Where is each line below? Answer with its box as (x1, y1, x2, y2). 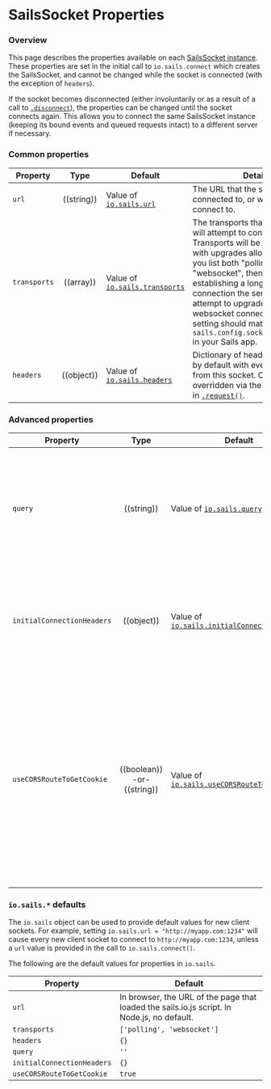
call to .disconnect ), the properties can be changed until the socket (8, 103, 232, 112)
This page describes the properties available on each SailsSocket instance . (8, 53, 258, 62)
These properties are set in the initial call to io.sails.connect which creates (8, 61, 261, 71)
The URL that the (192, 184, 256, 195)
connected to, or (192, 193, 256, 205)
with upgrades (192, 247, 248, 258)
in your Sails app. (192, 336, 258, 347)
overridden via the (192, 379, 262, 390)
